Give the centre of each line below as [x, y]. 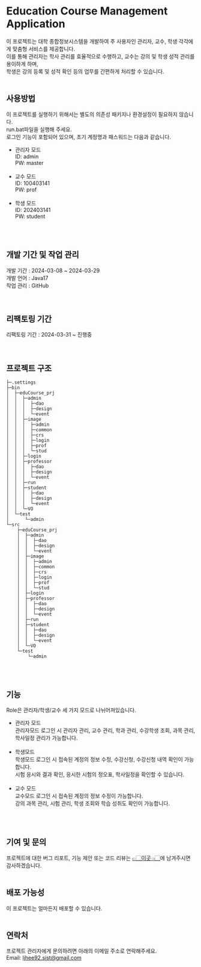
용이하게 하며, [22, 64]
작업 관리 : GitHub [28, 285]
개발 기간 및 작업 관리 [43, 255]
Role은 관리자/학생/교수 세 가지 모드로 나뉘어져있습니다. [71, 710]
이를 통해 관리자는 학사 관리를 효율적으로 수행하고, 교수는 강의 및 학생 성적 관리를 [100, 56]
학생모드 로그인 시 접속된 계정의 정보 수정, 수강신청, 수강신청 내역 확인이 [99, 759]
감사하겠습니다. [24, 865]
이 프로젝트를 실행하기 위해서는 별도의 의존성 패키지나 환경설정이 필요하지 [92, 114]
